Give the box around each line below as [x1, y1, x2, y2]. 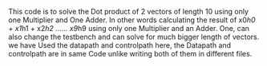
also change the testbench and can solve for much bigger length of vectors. [8, 32, 260, 41]
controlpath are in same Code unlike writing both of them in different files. [8, 49, 253, 58]
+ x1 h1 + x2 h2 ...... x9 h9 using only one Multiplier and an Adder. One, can [8, 24, 250, 33]
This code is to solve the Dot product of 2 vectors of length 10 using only [8, 7, 249, 16]
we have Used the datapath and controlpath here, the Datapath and [8, 41, 231, 50]
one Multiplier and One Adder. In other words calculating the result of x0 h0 [8, 15, 256, 25]
